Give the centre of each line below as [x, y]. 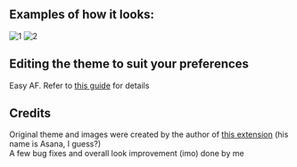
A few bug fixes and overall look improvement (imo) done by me [127, 154]
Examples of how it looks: [82, 15]
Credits [30, 113]
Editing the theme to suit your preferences [129, 64]
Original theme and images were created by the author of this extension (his [149, 135]
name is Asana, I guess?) [55, 144]
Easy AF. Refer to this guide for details [79, 85]
